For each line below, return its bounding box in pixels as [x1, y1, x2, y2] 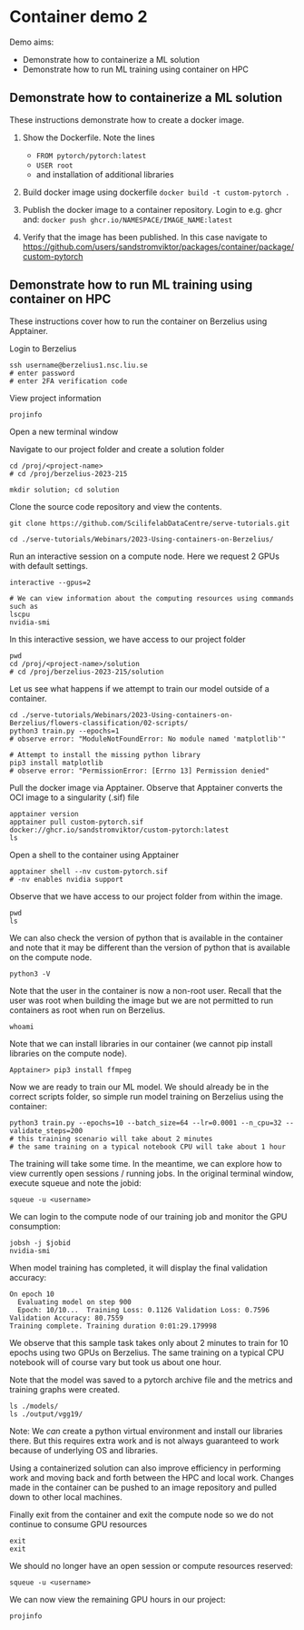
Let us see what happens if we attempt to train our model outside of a [9, 683, 270, 694]
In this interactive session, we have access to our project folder [9, 633, 246, 644]
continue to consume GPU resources [9, 1518, 148, 1530]
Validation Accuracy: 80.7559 [9, 1313, 124, 1322]
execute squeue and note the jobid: [9, 1177, 142, 1189]
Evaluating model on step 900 [17, 1297, 132, 1307]
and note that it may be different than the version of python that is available [9, 942, 290, 953]
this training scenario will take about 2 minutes [17, 1134, 213, 1143]
